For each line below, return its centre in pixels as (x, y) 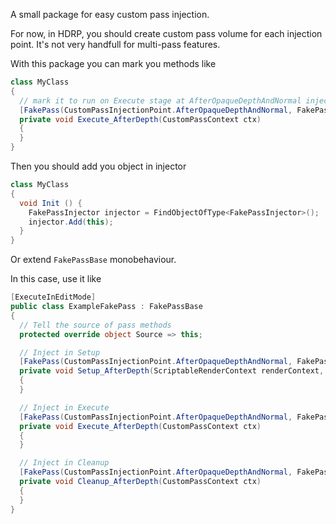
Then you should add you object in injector (98, 166)
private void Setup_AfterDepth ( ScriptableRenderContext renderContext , (172, 371)
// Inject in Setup (60, 352)
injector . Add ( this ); (71, 222)
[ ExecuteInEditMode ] (53, 297)
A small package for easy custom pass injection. (110, 14)
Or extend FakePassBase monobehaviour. (93, 260)
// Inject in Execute (64, 407)
